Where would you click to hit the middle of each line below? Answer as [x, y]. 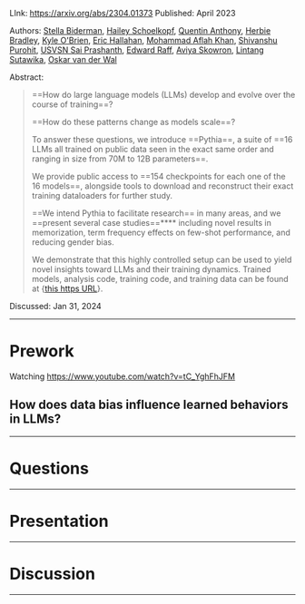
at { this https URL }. [67, 288]
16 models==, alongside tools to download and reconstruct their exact [162, 186]
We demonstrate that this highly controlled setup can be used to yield [162, 259]
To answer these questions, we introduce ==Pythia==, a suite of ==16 [162, 139]
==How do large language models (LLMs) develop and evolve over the [163, 95]
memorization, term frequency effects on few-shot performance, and [161, 232]
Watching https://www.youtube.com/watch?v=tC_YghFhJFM [123, 376]
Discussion [52, 574]
